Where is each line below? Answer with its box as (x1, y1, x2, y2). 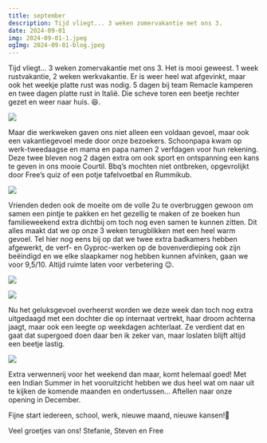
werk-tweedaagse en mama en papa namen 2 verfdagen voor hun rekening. (8, 144, 259, 154)
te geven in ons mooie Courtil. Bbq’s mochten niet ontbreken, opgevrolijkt (8, 161, 249, 172)
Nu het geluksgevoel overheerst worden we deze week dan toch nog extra (8, 305, 253, 315)
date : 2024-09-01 (8, 26, 66, 34)
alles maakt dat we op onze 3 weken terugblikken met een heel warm (8, 226, 236, 235)
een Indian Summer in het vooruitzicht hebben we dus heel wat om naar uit (8, 378, 255, 388)
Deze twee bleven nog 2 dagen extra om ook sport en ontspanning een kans (8, 153, 260, 163)
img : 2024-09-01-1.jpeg (8, 34, 88, 42)
